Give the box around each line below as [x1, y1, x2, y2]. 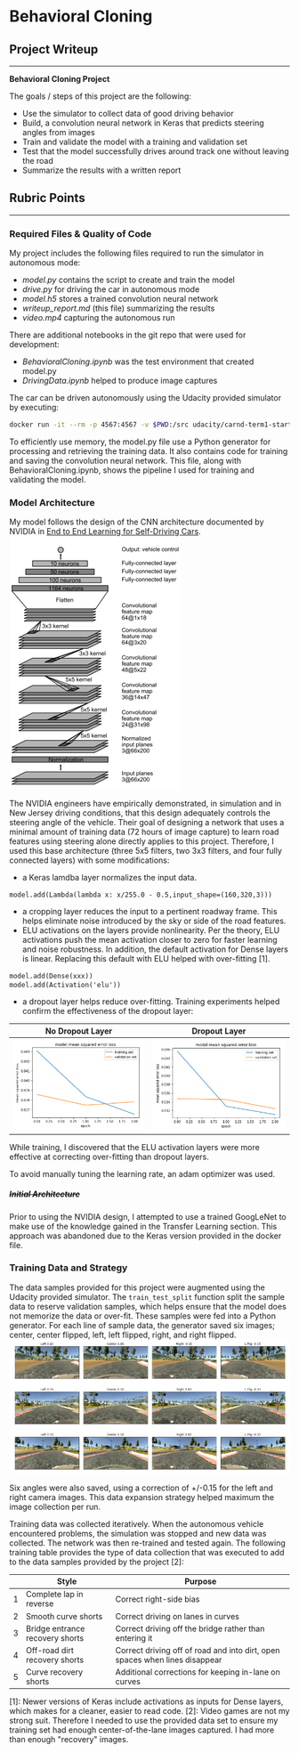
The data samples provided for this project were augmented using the [9, 1282, 265, 1293]
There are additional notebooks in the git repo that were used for [9, 329, 246, 340]
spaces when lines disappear [115, 1654, 222, 1666]
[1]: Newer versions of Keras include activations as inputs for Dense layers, [9, 1696, 284, 1707]
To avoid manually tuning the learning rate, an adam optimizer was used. [9, 1168, 276, 1179]
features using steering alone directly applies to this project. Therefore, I [9, 836, 274, 847]
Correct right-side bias [115, 1594, 200, 1604]
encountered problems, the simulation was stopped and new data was [9, 1528, 267, 1538]
